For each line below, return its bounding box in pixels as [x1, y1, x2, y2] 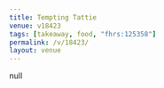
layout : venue [9, 46, 62, 55]
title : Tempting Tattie [9, 12, 98, 22]
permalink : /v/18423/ [9, 37, 90, 47]
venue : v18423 [9, 21, 62, 30]
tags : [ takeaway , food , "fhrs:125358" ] [9, 29, 157, 38]
